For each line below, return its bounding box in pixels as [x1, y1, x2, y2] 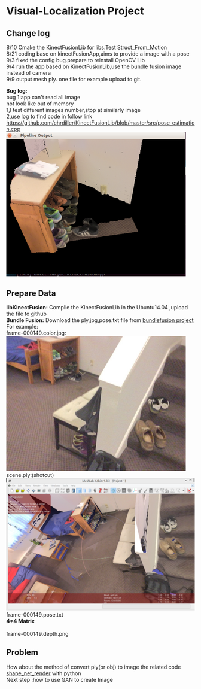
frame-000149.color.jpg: [6, 329, 66, 336]
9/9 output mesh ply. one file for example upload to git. [6, 76, 142, 83]
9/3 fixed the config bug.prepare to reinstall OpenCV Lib [6, 57, 145, 63]
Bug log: [6, 87, 28, 94]
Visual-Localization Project [6, 4, 145, 18]
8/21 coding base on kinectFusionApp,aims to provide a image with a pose [6, 50, 190, 57]
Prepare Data [6, 288, 56, 298]
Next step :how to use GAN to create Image [6, 676, 114, 683]
